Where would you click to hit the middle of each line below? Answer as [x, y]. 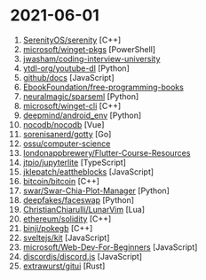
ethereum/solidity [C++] [67, 219]
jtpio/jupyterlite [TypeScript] [75, 162]
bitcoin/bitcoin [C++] [61, 181]
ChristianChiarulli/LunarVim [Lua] [84, 209]
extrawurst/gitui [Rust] [64, 266]
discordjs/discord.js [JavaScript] [83, 256]
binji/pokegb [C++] [58, 228]
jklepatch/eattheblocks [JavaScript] [88, 171]
